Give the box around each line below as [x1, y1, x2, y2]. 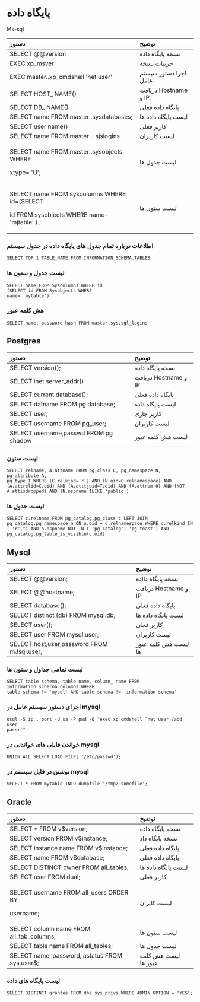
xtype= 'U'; [9, 168, 41, 176]
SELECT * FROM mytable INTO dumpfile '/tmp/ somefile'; [7, 781, 148, 787]
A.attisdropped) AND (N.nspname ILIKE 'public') [7, 488, 129, 494]
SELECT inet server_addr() [9, 377, 84, 385]
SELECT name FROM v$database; [9, 854, 105, 862]
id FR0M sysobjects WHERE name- [9, 211, 109, 219]
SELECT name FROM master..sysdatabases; [9, 113, 133, 121]
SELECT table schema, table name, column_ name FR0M [7, 679, 140, 685]
